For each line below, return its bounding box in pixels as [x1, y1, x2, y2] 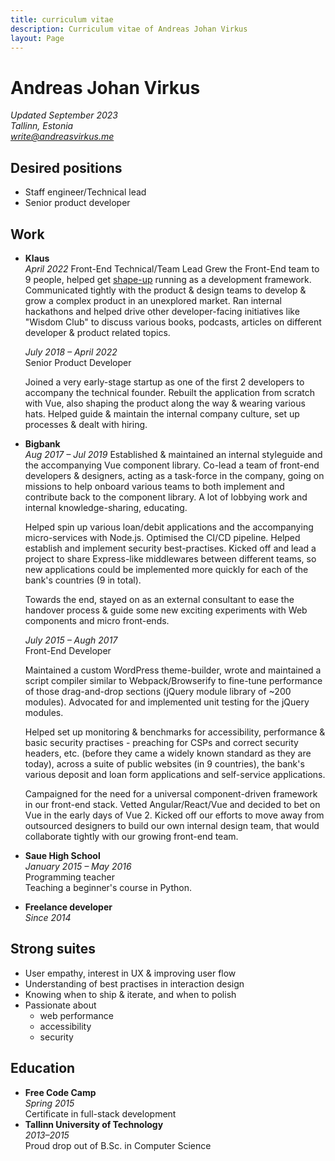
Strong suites [10, 941, 96, 958]
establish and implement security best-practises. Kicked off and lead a [24, 542, 317, 554]
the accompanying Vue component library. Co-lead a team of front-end [24, 459, 320, 471]
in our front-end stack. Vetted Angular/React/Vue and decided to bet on [24, 798, 321, 810]
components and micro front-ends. [24, 614, 170, 626]
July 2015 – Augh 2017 [24, 634, 118, 646]
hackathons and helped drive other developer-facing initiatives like [24, 305, 300, 317]
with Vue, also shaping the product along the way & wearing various [24, 397, 306, 409]
